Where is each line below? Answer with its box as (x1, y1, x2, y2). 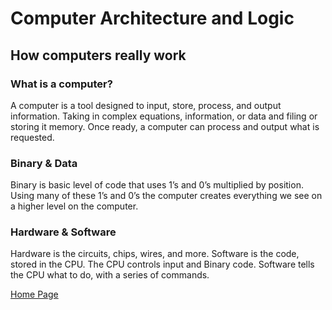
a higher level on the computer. (10, 200, 139, 212)
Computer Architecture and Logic (10, 7, 295, 30)
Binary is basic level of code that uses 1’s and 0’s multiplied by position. (10, 179, 304, 191)
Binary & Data (10, 156, 78, 170)
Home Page (10, 288, 59, 301)
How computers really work (10, 47, 187, 64)
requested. (10, 131, 55, 143)
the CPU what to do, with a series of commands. (10, 269, 210, 281)
